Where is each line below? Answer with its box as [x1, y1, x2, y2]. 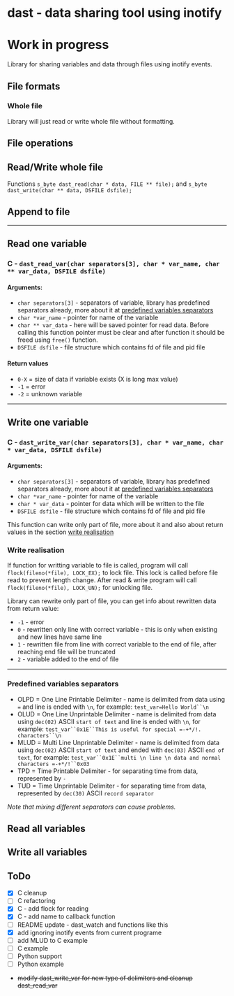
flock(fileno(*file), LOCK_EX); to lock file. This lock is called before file [7, 568, 218, 577]
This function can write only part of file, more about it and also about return [7, 521, 224, 529]
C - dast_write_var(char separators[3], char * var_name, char [7, 437, 224, 447]
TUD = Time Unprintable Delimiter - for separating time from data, [17, 781, 207, 790]
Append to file [7, 206, 70, 218]
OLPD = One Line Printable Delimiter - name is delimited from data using [17, 695, 225, 703]
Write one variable [7, 416, 89, 428]
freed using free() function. [17, 335, 99, 344]
